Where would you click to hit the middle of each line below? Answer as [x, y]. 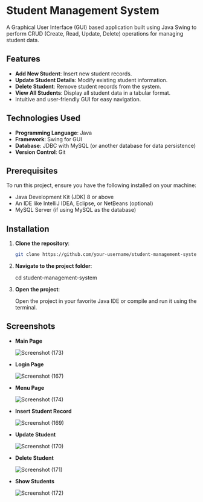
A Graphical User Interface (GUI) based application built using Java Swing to [101, 27]
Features [23, 59]
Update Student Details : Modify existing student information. [91, 80]
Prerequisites [32, 170]
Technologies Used [43, 118]
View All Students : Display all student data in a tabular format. [93, 93]
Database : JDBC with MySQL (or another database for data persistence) [105, 145]
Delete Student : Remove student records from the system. [88, 86]
